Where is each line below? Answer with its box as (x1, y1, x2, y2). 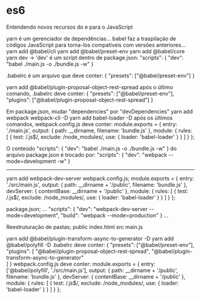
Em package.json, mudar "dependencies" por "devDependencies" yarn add (6, 108, 193, 115)
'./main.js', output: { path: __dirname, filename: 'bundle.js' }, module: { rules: (6, 127, 193, 134)
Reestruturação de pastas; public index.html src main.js (6, 223, 143, 230)
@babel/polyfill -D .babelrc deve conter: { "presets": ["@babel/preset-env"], (6, 241, 194, 248)
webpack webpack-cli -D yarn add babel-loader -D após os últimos (6, 114, 173, 121)
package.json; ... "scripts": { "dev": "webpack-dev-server (6, 205, 148, 212)
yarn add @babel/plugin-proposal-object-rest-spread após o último (6, 83, 173, 90)
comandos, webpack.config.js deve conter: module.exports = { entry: (6, 120, 178, 127)
